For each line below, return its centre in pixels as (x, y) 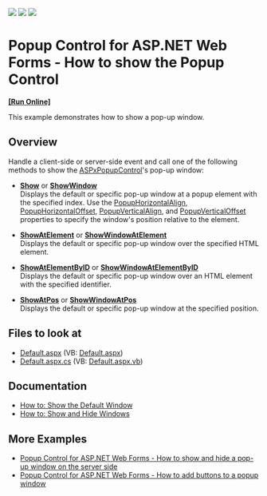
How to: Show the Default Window (76, 405)
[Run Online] (29, 101)
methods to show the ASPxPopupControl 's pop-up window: (106, 170)
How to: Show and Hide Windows (75, 414)
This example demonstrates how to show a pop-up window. (106, 117)
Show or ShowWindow (58, 185)
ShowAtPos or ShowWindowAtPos (78, 300)
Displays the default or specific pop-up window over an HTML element (136, 276)
